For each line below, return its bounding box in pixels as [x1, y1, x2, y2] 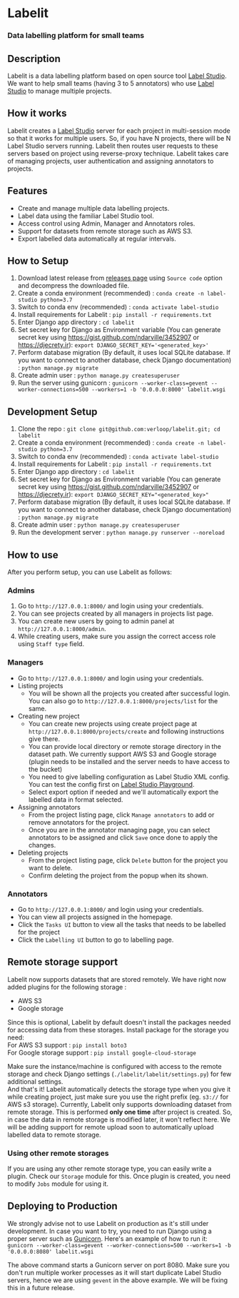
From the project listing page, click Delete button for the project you [28, 855, 228, 865]
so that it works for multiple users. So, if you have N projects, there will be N [7, 134, 231, 142]
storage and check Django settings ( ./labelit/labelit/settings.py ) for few [7, 1070, 232, 1078]
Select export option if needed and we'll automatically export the [28, 788, 219, 796]
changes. [28, 840, 56, 849]
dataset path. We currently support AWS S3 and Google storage [28, 750, 217, 758]
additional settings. [7, 1077, 63, 1086]
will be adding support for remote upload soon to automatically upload [7, 1122, 214, 1131]
